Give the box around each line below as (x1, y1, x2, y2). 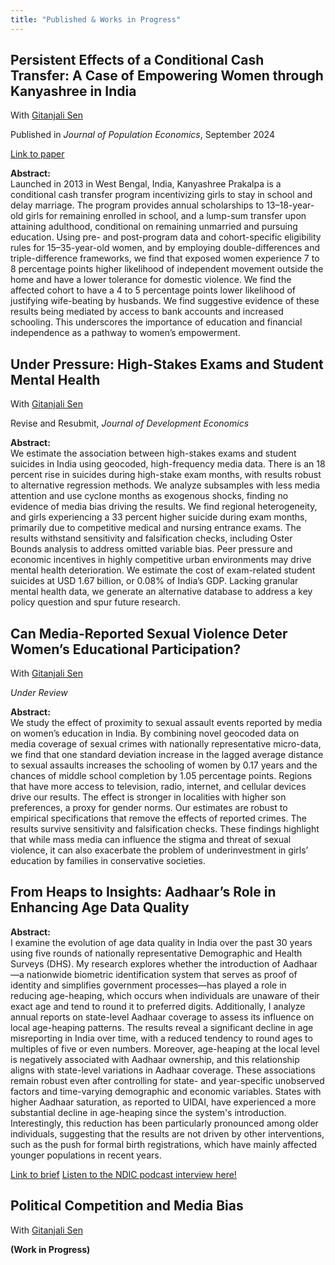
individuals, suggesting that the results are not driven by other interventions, (10, 1127, 325, 1140)
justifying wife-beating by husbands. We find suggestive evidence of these (10, 295, 320, 307)
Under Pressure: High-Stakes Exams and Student (10, 356, 324, 373)
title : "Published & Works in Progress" (10, 14, 182, 25)
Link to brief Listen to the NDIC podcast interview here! (10, 1168, 237, 1180)
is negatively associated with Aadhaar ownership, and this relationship (10, 1053, 300, 1065)
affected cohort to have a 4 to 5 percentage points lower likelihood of (10, 284, 296, 296)
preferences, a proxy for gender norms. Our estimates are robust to (10, 802, 288, 814)
